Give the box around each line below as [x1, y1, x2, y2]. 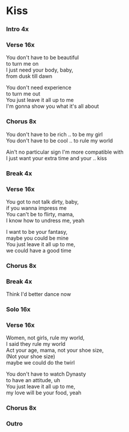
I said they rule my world [6, 341, 66, 348]
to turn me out [6, 90, 40, 97]
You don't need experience [6, 84, 72, 91]
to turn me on [6, 60, 39, 67]
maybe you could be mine [6, 234, 69, 241]
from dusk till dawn [6, 73, 53, 80]
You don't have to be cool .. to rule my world [6, 137, 113, 144]
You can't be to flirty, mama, [6, 210, 74, 217]
